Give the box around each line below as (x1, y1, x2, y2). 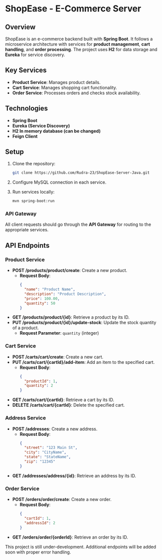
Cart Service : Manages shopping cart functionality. (12, 84, 118, 90)
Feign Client (12, 133, 38, 139)
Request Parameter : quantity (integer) (19, 330, 99, 336)
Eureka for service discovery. (5, 52, 65, 58)
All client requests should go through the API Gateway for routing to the (5, 221, 152, 227)
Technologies (5, 104, 48, 113)
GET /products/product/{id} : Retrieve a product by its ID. (12, 314, 130, 320)
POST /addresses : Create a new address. (12, 425, 98, 432)
